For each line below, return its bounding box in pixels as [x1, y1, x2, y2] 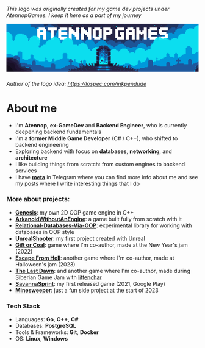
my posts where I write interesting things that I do [15, 180, 140, 187]
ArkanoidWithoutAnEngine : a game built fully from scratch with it [15, 215, 182, 222]
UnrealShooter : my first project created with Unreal [15, 235, 145, 242]
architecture [15, 154, 48, 161]
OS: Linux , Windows [15, 335, 68, 343]
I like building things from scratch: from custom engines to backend [15, 160, 185, 168]
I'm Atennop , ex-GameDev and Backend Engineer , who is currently [15, 121, 187, 129]
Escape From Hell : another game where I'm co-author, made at [15, 254, 175, 261]
